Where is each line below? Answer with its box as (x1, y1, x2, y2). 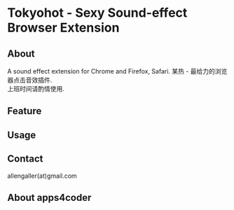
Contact (7, 153, 43, 165)
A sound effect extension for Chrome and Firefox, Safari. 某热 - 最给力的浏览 (7, 67, 228, 75)
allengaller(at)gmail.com (7, 171, 77, 180)
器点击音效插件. (7, 76, 53, 84)
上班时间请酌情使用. (7, 85, 65, 92)
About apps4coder (7, 191, 92, 204)
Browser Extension (7, 20, 120, 36)
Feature (7, 105, 42, 117)
